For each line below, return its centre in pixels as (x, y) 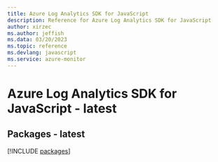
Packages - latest (46, 134)
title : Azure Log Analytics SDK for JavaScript (78, 14)
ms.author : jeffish (36, 33)
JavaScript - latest (62, 108)
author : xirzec (29, 27)
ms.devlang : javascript (42, 53)
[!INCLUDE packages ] (39, 151)
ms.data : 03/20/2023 (38, 40)
